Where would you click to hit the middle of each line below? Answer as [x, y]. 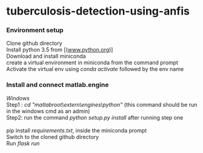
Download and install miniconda [46, 56]
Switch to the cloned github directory [52, 137]
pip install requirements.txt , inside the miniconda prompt [77, 130]
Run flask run [23, 143]
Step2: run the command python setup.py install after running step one [95, 117]
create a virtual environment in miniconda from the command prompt [92, 63]
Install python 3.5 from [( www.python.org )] [60, 50]
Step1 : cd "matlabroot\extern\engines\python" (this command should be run [102, 104]
